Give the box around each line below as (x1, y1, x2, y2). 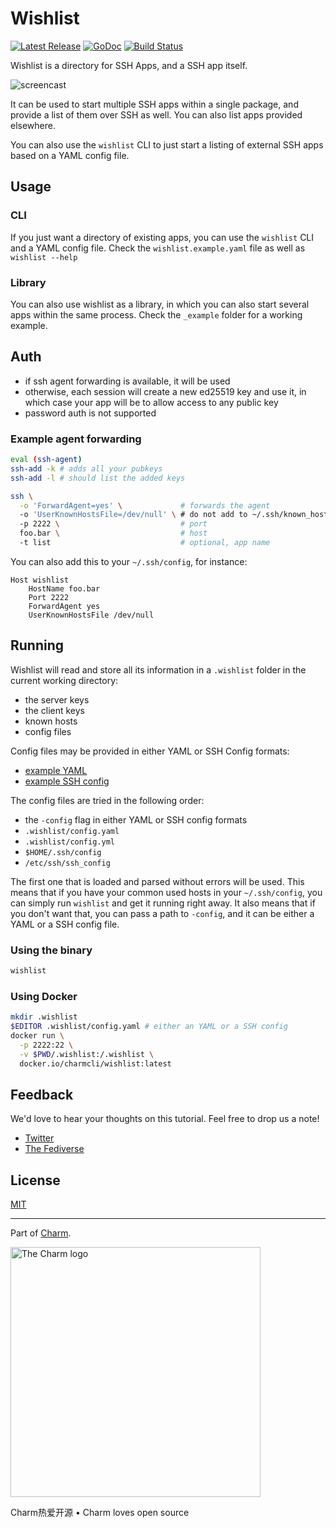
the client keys (24, 704, 86, 716)
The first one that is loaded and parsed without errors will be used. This (10, 875, 305, 887)
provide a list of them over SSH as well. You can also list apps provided (10, 108, 303, 121)
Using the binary (10, 943, 93, 957)
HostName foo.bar (28, 583, 101, 594)
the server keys (24, 693, 90, 706)
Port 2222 (28, 592, 70, 602)
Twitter (24, 1132, 55, 1144)
